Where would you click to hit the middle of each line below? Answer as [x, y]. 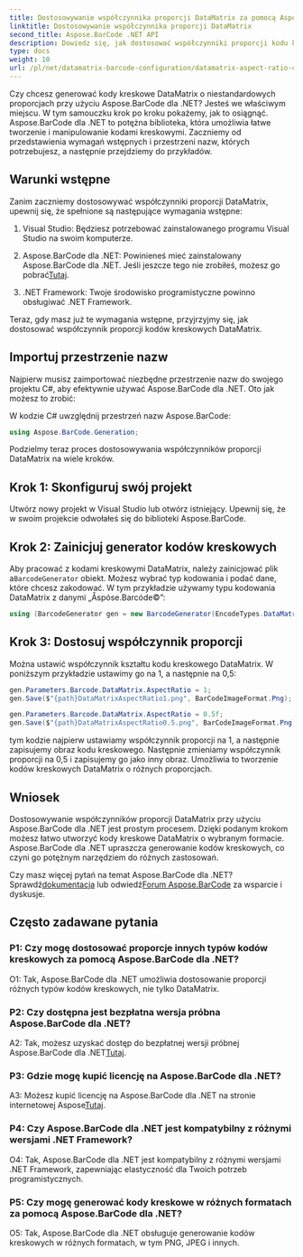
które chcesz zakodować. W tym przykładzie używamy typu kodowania [142, 588]
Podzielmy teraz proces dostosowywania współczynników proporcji [135, 449]
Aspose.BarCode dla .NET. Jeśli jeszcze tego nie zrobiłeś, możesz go [151, 265]
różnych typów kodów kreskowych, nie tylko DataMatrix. [115, 988]
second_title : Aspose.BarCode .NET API [84, 34]
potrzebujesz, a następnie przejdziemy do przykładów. [111, 151]
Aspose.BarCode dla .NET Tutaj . [68, 1052]
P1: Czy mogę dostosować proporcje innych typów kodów [139, 948]
